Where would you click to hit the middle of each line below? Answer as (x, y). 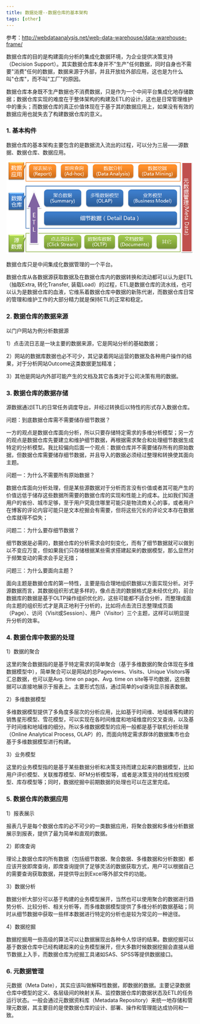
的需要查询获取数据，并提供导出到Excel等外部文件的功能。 (78, 874)
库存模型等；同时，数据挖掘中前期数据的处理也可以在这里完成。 (95, 782)
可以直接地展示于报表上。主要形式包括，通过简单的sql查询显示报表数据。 (101, 687)
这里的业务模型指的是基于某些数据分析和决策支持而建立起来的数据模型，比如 (100, 767)
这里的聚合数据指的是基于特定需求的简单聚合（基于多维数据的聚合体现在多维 (100, 664)
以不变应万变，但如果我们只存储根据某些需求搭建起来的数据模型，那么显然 (97, 550)
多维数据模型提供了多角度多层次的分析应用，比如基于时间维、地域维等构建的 (100, 712)
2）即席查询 (21, 846)
